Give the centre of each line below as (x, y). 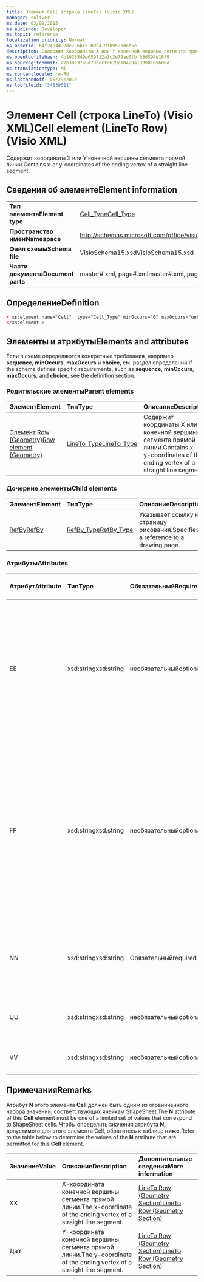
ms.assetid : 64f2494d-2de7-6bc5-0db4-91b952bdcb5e (72, 46)
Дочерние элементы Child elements (62, 488)
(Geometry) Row (32, 440)
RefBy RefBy (26, 530)
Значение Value (33, 1166)
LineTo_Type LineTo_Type (102, 444)
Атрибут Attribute (36, 587)
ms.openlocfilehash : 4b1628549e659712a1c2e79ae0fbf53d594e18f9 (88, 57)
